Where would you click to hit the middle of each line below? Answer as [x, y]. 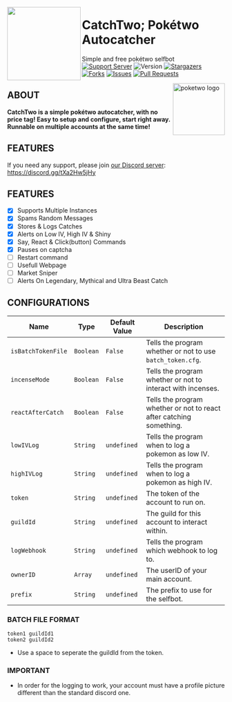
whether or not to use [181, 351]
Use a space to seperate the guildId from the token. [90, 653]
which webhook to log [182, 550]
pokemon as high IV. [179, 482]
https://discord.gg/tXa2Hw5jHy [51, 172]
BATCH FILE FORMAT [43, 619]
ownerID [23, 574]
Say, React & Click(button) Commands [71, 242]
